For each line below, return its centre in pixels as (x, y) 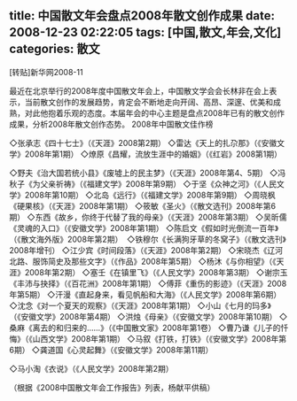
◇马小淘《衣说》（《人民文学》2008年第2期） (92, 368)
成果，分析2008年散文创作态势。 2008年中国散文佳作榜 (111, 124)
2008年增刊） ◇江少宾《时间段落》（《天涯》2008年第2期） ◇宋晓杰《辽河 (146, 250)
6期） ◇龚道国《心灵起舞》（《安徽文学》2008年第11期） (111, 350)
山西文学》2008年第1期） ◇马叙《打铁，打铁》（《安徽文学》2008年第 (160, 338)
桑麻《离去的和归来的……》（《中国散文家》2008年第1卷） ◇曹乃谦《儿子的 (145, 328)
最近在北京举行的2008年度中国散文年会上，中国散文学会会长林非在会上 (139, 90)
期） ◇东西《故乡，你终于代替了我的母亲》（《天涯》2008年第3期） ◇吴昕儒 (148, 217)
